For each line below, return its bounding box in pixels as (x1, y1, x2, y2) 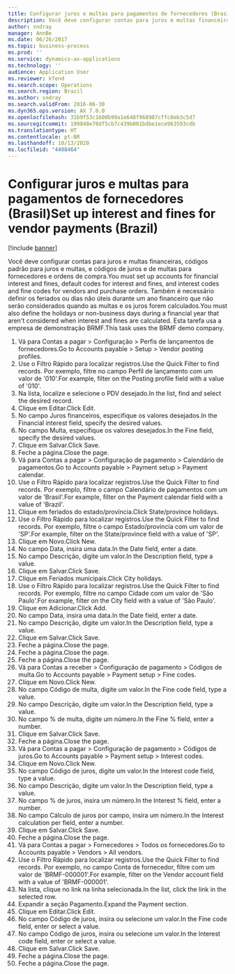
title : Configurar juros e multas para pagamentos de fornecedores (8, 10, 209, 17)
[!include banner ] (8, 243, 58, 252)
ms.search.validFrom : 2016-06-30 (8, 101, 105, 108)
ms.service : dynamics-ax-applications (8, 56, 121, 63)
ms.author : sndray (8, 95, 61, 102)
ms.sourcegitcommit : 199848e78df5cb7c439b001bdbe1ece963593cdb (8, 120, 196, 127)
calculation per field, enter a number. (17, 818, 124, 826)
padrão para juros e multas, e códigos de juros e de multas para (8, 264, 192, 272)
